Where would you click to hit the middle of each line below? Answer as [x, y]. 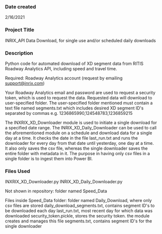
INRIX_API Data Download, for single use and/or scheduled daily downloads [81, 40]
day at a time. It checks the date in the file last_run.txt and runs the [71, 138]
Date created [21, 7]
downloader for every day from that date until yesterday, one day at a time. [80, 143]
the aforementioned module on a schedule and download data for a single [79, 133]
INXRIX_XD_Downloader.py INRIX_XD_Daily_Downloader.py [64, 182]
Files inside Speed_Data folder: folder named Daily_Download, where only [79, 201]
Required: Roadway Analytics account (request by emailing [64, 78]
